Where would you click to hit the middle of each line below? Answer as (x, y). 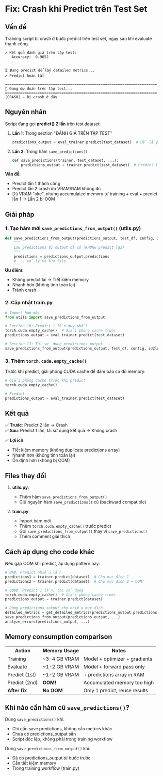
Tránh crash (24, 290)
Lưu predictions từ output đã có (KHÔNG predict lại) (69, 247)
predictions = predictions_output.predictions (62, 257)
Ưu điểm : (14, 270)
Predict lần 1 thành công (36, 184)
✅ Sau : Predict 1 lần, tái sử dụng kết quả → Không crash (61, 431)
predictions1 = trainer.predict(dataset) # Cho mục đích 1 (67, 577)
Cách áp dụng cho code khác (50, 552)
